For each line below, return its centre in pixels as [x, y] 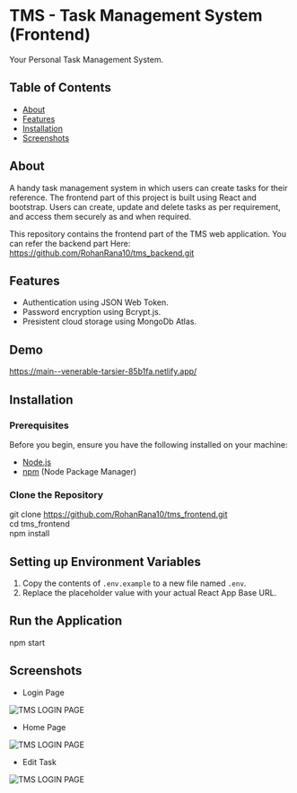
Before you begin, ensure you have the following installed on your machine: [148, 444]
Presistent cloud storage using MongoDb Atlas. [109, 322]
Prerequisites [39, 425]
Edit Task [39, 762]
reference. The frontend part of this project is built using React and [133, 197]
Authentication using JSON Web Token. [95, 302]
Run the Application [66, 621]
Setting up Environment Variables [105, 562]
